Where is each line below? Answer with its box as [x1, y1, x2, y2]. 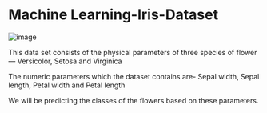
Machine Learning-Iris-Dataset [8, 6, 218, 24]
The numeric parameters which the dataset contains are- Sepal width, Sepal [8, 71, 260, 81]
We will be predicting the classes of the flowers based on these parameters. [8, 95, 259, 105]
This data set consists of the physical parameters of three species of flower [8, 47, 257, 57]
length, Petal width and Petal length [8, 80, 126, 90]
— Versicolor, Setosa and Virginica [8, 56, 122, 66]
